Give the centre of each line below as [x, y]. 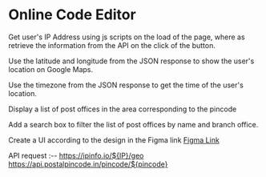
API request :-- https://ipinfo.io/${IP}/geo [76, 155]
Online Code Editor [72, 15]
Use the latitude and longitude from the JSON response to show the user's [131, 61]
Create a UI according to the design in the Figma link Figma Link [114, 140]
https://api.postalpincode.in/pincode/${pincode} [88, 164]
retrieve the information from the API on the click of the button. [112, 45]
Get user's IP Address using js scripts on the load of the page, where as [127, 37]
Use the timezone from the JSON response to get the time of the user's [126, 85]
